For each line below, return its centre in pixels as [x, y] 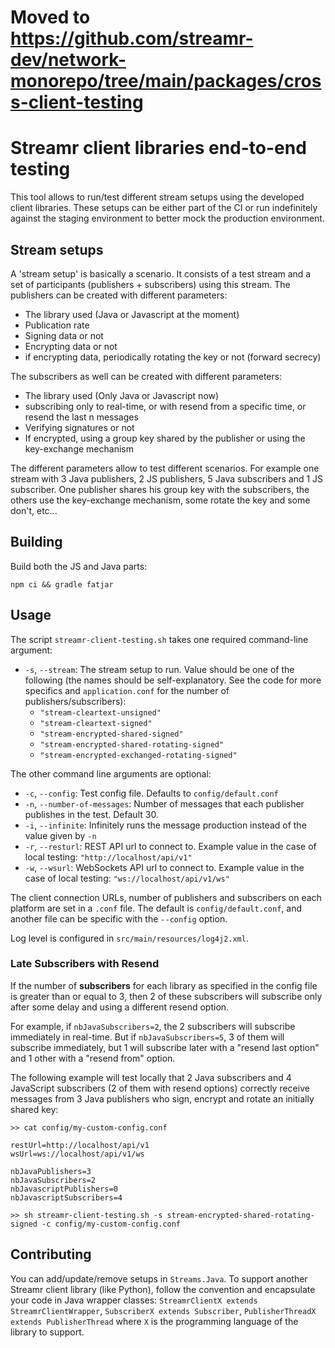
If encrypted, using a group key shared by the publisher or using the [165, 438]
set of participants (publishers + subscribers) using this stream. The [150, 284]
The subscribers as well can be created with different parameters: [146, 376]
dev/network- [68, 60]
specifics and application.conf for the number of [127, 690]
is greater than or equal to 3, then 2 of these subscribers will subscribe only [166, 996]
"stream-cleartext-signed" [96, 723]
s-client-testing [77, 102]
